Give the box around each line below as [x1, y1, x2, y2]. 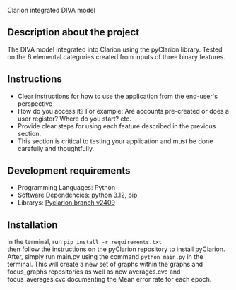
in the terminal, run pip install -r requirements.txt [7, 238, 163, 246]
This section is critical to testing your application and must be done [17, 137, 213, 145]
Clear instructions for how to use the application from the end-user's [17, 92, 218, 100]
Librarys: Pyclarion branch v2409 [17, 198, 115, 207]
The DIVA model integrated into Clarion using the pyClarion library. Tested [7, 45, 223, 54]
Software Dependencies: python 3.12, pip [17, 191, 138, 200]
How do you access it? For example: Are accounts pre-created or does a [17, 107, 230, 115]
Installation [7, 219, 58, 231]
